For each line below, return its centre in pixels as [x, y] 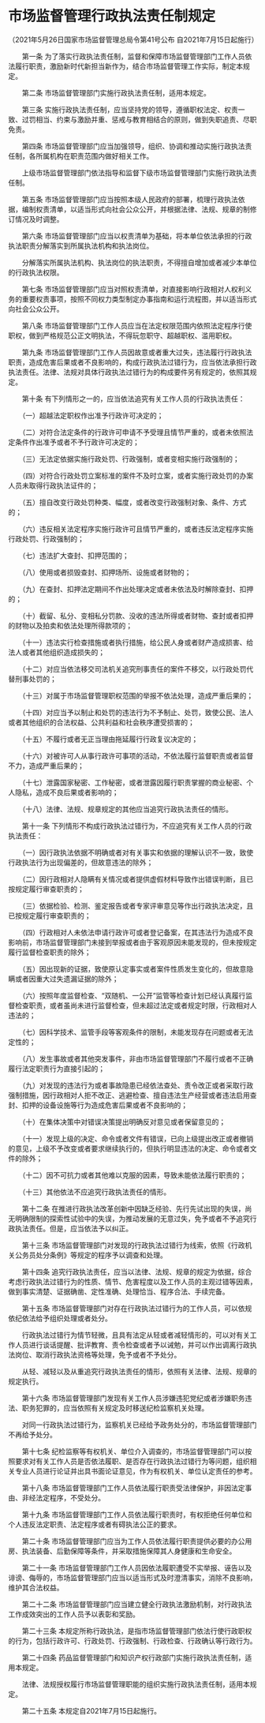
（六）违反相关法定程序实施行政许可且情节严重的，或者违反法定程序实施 [138, 529]
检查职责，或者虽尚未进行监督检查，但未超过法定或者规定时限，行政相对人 [136, 1005]
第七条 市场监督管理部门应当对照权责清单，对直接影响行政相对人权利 [133, 289]
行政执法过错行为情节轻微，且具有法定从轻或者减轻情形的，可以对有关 [136, 1335]
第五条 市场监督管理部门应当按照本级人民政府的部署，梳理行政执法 [130, 199]
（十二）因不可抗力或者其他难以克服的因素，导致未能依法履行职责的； [134, 1175]
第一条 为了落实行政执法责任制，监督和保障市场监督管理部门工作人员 [133, 56]
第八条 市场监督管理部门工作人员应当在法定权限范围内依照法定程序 [130, 325]
